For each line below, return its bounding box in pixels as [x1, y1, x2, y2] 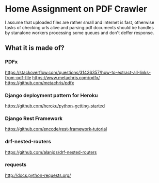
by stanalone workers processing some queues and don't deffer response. [5, 30, 154, 35]
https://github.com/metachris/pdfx [5, 80, 74, 85]
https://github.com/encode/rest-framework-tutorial [5, 126, 107, 132]
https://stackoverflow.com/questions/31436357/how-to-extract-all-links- [5, 69, 151, 75]
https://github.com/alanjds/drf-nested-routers [5, 149, 97, 155]
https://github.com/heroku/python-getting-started [5, 103, 105, 109]
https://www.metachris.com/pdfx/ [32, 74, 100, 81]
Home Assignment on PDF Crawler [5, 3, 147, 15]
